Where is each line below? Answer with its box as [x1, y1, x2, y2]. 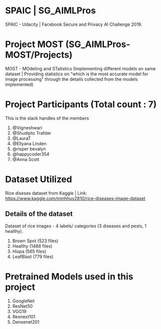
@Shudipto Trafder [12, 130, 52, 136]
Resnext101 [12, 314, 36, 320]
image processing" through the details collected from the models [5, 76, 138, 82]
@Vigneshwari [12, 124, 43, 131]
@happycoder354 [12, 151, 50, 157]
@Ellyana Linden [12, 140, 47, 146]
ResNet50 [12, 303, 33, 309]
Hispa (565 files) [12, 248, 47, 254]
